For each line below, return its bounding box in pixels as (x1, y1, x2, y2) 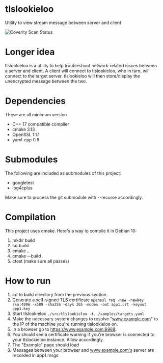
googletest (12, 180, 34, 185)
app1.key (12, 306, 30, 311)
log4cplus (12, 185, 33, 191)
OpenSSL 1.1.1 (12, 131, 40, 137)
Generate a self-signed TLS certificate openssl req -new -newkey (12, 297, 144, 303)
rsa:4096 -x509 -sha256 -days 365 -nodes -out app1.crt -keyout (12, 302, 147, 307)
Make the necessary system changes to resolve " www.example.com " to (12, 315, 158, 322)
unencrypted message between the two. (5, 78, 87, 84)
